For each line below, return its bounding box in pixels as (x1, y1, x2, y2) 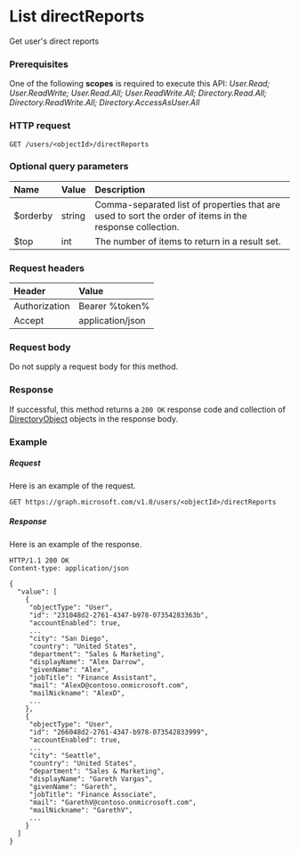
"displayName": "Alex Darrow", (28, 657, 145, 666)
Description (94, 183, 146, 195)
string (61, 209, 86, 222)
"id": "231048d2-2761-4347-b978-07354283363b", (28, 611, 209, 620)
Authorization (13, 300, 70, 313)
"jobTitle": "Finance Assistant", (28, 673, 158, 682)
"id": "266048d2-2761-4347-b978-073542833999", (28, 727, 209, 736)
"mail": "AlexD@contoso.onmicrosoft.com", (28, 680, 190, 690)
